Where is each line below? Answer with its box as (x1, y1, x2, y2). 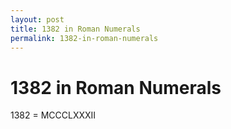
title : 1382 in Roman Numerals (10, 24, 141, 34)
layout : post (10, 14, 65, 25)
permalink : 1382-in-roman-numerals (10, 33, 159, 43)
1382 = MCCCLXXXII (10, 109, 97, 121)
